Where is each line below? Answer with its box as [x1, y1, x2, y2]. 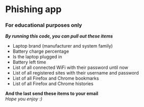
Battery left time [12, 59, 47, 65]
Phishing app [5, 4, 62, 15]
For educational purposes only [5, 22, 82, 29]
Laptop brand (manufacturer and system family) [12, 43, 113, 49]
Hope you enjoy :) [5, 96, 43, 102]
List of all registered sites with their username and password [12, 70, 139, 76]
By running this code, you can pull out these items [5, 33, 113, 39]
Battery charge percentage [12, 48, 69, 54]
